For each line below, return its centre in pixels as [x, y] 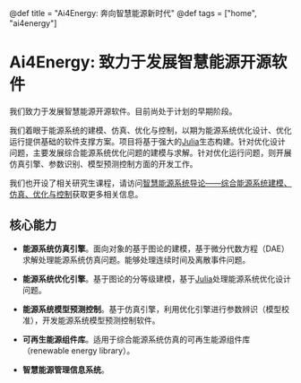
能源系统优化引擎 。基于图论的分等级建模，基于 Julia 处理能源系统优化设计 [156, 279]
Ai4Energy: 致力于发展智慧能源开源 [140, 62]
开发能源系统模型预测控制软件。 [101, 320]
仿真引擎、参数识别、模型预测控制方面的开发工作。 [103, 163]
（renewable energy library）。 [78, 350]
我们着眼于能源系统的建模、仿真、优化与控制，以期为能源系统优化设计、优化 [150, 130]
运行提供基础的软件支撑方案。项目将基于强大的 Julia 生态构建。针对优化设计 [147, 141]
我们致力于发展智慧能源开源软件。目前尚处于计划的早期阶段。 [123, 111]
